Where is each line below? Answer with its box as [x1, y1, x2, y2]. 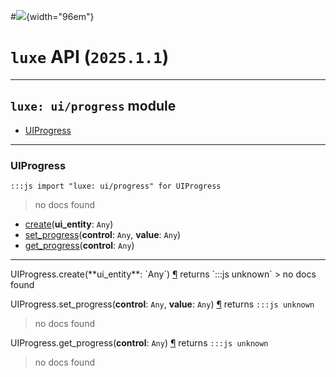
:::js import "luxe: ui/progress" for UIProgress [10, 181, 222, 192]
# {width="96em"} [10, 11, 95, 22]
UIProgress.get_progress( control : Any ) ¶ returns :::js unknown [10, 337, 269, 349]
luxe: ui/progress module [10, 98, 177, 115]
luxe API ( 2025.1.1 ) [10, 46, 170, 69]
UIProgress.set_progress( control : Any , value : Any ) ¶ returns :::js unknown [10, 298, 315, 310]
